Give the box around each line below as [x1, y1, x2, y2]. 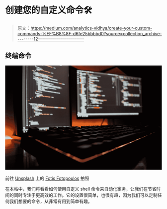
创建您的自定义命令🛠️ [5, 4, 92, 16]
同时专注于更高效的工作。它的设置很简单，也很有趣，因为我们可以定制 [13, 192, 158, 198]
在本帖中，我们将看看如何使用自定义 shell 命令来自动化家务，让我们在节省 [5, 186, 157, 192]
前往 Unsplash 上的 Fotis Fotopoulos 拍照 [5, 175, 89, 182]
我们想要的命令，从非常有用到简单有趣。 [9, 199, 92, 205]
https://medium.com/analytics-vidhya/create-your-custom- [30, 25, 153, 31]
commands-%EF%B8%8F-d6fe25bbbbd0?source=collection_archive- [17, 30, 162, 36]
